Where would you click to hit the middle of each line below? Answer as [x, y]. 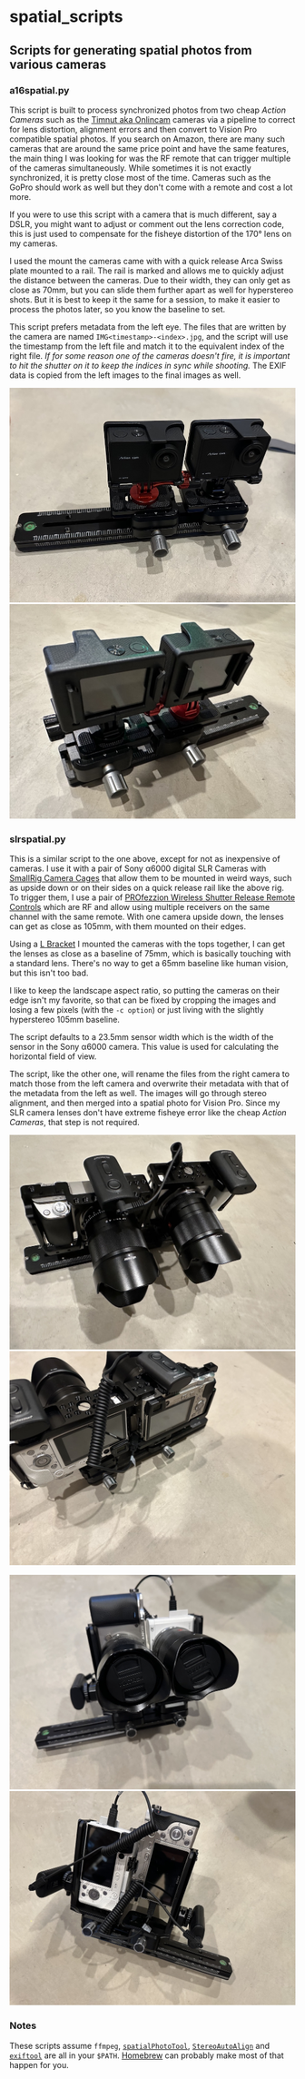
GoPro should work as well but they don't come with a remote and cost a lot [151, 187]
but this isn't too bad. [49, 973]
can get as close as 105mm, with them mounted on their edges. [128, 926]
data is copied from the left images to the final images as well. [125, 375]
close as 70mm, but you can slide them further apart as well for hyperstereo [152, 290]
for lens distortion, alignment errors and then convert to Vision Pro [133, 129]
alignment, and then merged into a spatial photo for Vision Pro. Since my [145, 1103]
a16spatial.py [39, 90]
